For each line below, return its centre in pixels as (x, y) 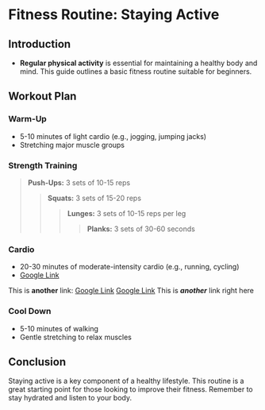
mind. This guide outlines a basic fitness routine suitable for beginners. (136, 72)
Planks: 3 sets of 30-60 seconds (141, 229)
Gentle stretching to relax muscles (76, 337)
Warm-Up (28, 119)
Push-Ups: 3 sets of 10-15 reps (79, 182)
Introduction (40, 44)
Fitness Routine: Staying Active (114, 15)
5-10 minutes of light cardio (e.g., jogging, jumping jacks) (113, 136)
